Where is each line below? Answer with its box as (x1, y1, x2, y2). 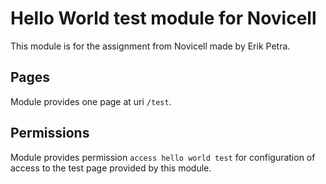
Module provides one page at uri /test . (10, 95, 172, 107)
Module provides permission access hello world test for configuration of (10, 151, 316, 163)
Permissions (10, 125, 90, 142)
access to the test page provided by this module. (10, 162, 212, 174)
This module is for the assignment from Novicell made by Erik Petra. (10, 40, 291, 52)
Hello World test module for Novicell (10, 7, 317, 30)
